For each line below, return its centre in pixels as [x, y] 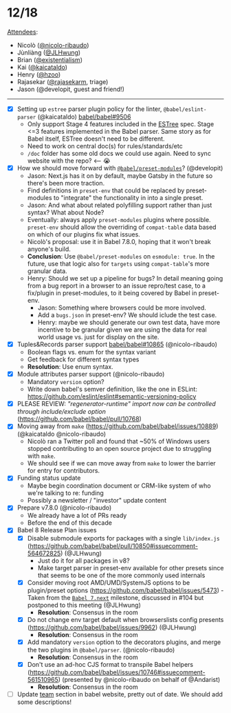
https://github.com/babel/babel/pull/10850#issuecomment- [114, 545]
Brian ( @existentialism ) [49, 59]
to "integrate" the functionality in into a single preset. [128, 198]
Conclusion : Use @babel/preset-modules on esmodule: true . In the [121, 257]
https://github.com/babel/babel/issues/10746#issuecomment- [118, 672]
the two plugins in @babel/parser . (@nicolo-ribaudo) [101, 650]
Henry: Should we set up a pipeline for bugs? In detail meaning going [125, 279]
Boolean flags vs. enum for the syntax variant [91, 352]
